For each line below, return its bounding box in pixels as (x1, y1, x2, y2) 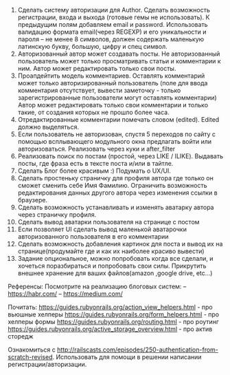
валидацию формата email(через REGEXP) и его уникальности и (17, 28, 207, 36)
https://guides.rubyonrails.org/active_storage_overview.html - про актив (8, 325, 213, 333)
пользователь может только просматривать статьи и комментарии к (17, 57, 222, 65)
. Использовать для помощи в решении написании (52, 353, 202, 361)
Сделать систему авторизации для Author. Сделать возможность (17, 6, 210, 14)
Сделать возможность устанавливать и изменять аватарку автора (17, 203, 214, 211)
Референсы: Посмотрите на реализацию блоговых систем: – (8, 282, 187, 290)
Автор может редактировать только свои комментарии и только (17, 101, 209, 109)
